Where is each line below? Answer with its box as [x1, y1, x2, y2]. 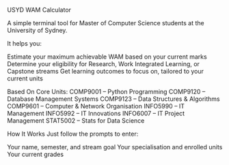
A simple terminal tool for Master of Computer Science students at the [7, 19, 204, 27]
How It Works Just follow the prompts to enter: [7, 130, 139, 138]
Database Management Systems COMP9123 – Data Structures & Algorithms [7, 95, 220, 103]
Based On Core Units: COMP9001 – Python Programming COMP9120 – [7, 88, 206, 95]
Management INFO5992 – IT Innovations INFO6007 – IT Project [7, 109, 185, 117]
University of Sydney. [7, 27, 68, 34]
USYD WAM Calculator [7, 6, 72, 14]
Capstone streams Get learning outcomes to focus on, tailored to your [7, 67, 204, 75]
